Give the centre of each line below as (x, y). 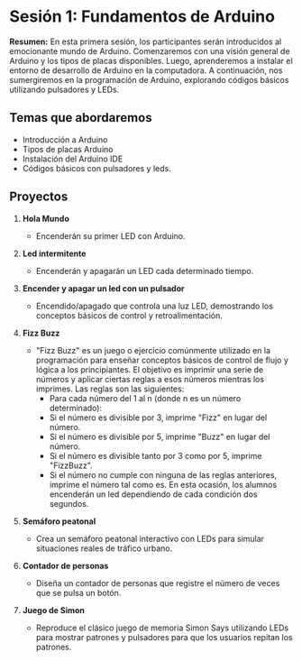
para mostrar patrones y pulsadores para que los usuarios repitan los (164, 637)
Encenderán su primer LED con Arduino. (111, 235)
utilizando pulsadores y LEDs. (64, 89)
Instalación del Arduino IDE (73, 159)
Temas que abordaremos (81, 118)
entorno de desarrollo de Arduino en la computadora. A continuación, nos (146, 70)
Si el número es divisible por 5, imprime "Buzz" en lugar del (160, 436)
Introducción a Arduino (65, 139)
